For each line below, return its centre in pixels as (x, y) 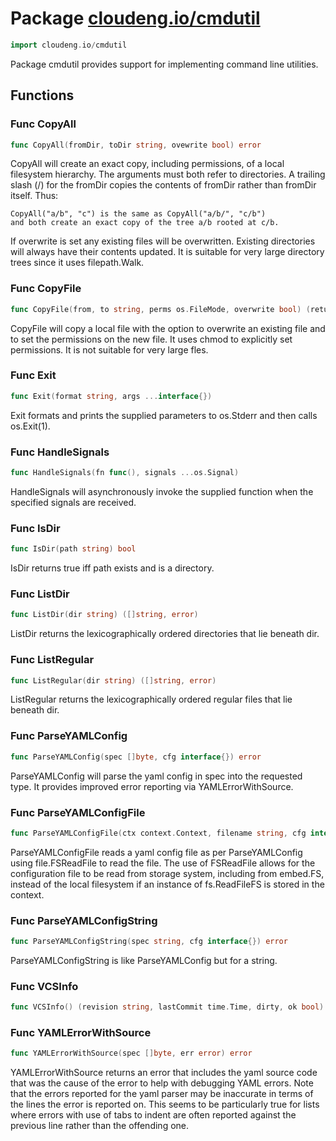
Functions (42, 95)
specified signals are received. (73, 502)
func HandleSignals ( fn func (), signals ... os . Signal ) (125, 473)
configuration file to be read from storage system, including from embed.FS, (167, 873)
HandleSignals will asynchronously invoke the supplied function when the (162, 491)
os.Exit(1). (30, 426)
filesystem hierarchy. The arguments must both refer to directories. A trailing (168, 174)
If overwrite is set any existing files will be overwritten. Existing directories (163, 241)
